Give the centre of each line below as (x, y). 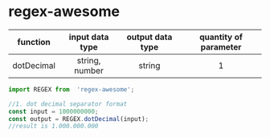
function (34, 42)
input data (89, 37)
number (89, 71)
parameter (221, 46)
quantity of (221, 37)
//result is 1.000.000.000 (53, 127)
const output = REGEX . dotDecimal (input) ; (79, 119)
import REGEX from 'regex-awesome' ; (72, 89)
